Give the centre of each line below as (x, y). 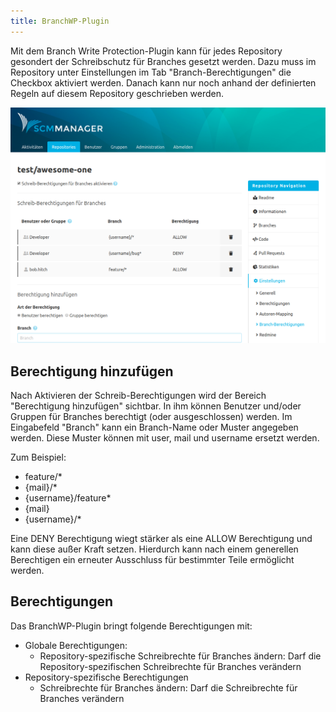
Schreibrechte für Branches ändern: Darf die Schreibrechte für (168, 687)
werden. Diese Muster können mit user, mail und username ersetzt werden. (165, 437)
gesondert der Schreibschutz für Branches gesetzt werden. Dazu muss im (163, 61)
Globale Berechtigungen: (76, 645)
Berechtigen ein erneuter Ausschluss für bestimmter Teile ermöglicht (152, 559)
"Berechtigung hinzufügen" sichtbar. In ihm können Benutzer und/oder (156, 406)
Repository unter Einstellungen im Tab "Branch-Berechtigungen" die (151, 72)
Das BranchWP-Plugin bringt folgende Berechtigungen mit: (131, 626)
